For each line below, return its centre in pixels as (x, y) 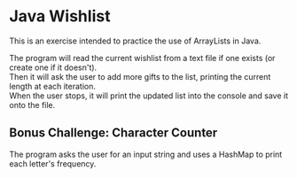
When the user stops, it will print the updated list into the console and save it (148, 96)
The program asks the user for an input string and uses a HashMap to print (146, 154)
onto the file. (32, 104)
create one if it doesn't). (53, 67)
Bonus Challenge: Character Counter (113, 133)
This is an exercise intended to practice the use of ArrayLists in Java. (135, 41)
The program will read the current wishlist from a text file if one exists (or (142, 58)
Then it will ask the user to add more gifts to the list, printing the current (140, 76)
